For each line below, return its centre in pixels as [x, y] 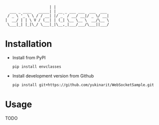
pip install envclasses [37, 67]
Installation [29, 44]
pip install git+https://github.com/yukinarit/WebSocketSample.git [83, 85]
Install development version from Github [53, 76]
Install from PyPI [29, 57]
